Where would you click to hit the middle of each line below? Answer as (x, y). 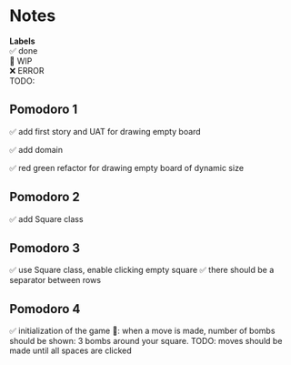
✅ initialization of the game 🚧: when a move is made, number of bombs (142, 331)
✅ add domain (36, 149)
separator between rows (55, 280)
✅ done (24, 50)
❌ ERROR (27, 70)
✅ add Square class (46, 218)
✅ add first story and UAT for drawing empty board (105, 131)
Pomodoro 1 (44, 110)
